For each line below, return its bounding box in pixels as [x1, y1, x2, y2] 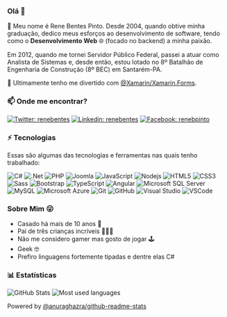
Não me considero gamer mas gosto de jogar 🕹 [17, 235, 155, 243]
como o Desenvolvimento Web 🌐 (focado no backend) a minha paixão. [7, 37, 212, 45]
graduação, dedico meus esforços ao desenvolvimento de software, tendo [7, 29, 221, 37]
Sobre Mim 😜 [7, 204, 54, 214]
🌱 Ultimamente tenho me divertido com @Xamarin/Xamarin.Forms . [7, 79, 197, 87]
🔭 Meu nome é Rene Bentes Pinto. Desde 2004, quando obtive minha [7, 22, 205, 31]
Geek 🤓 [17, 245, 40, 253]
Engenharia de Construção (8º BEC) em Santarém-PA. [7, 65, 162, 74]
